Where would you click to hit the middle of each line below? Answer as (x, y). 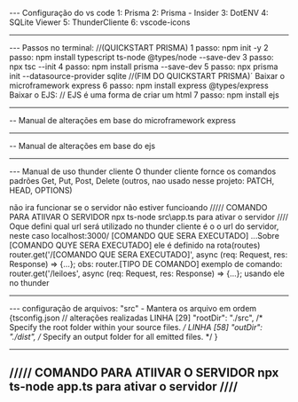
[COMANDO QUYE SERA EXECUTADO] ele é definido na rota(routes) (135, 245)
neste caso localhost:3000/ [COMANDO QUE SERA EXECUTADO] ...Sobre (144, 236)
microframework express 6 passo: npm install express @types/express (139, 85)
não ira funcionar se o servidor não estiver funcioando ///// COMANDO (138, 207)
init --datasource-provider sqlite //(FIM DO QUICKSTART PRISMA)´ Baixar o (147, 76)
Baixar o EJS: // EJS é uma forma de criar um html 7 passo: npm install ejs (144, 95)
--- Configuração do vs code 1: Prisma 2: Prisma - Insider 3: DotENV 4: (139, 13)
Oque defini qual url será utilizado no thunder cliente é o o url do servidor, (144, 226)
